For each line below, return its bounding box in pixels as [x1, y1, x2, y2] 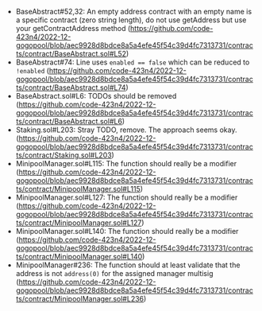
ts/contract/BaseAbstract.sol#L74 [15, 83, 126, 92]
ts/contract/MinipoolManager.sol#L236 [15, 294, 144, 303]
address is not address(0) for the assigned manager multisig [15, 269, 214, 278]
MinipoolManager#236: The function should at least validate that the [15, 260, 241, 270]
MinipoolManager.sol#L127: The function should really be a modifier [15, 192, 238, 202]
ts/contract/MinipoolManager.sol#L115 [15, 185, 141, 193]
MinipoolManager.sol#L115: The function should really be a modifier [15, 159, 237, 168]
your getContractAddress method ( [15, 24, 131, 33]
